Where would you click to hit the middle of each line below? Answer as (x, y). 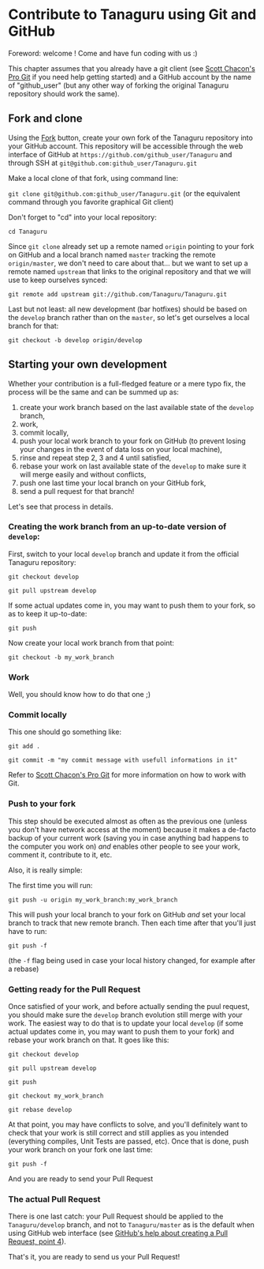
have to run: (28, 931)
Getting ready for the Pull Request (74, 989)
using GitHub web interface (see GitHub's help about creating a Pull (118, 1233)
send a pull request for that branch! (77, 491)
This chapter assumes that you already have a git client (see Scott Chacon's (132, 68)
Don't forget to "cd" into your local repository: (83, 217)
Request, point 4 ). (37, 1241)
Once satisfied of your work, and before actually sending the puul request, (129, 1007)
